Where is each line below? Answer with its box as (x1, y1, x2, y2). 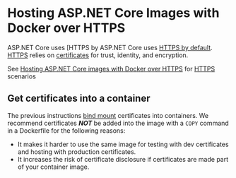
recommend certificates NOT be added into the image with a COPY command (7, 119, 230, 127)
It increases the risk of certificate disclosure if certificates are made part (17, 155, 229, 163)
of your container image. (17, 162, 90, 171)
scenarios (7, 72, 37, 81)
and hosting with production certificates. (17, 147, 136, 156)
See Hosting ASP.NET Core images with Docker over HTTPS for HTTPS (7, 64, 216, 73)
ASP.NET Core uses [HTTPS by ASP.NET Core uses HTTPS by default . (7, 43, 213, 52)
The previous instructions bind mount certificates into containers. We (7, 111, 209, 119)
